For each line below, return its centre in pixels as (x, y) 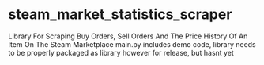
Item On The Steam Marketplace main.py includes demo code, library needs (132, 44)
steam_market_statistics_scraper (120, 14)
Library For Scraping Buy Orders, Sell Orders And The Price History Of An (128, 36)
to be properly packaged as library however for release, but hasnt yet (121, 52)
